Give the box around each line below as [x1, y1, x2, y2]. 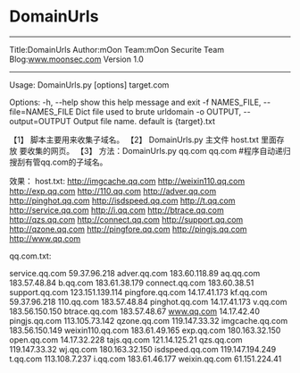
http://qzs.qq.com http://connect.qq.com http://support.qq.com [9, 214, 244, 225]
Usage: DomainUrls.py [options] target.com [9, 79, 170, 90]
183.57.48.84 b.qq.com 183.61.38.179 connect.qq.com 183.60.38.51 [9, 277, 254, 288]
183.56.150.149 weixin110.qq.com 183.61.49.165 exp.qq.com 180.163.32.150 [9, 325, 281, 335]
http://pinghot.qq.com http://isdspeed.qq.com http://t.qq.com [9, 195, 236, 206]
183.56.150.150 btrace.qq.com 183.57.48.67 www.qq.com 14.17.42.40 [9, 306, 261, 317]
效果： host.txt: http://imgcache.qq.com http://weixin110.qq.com [9, 175, 246, 186]
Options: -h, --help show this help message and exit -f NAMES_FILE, [9, 97, 262, 107]
